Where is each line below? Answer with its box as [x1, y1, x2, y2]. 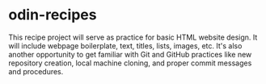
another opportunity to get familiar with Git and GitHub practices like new [8, 49, 252, 59]
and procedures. [8, 66, 64, 76]
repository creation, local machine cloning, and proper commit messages [8, 58, 252, 68]
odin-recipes [8, 6, 97, 24]
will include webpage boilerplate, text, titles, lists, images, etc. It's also [8, 40, 243, 50]
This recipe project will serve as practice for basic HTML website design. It [8, 32, 258, 42]
